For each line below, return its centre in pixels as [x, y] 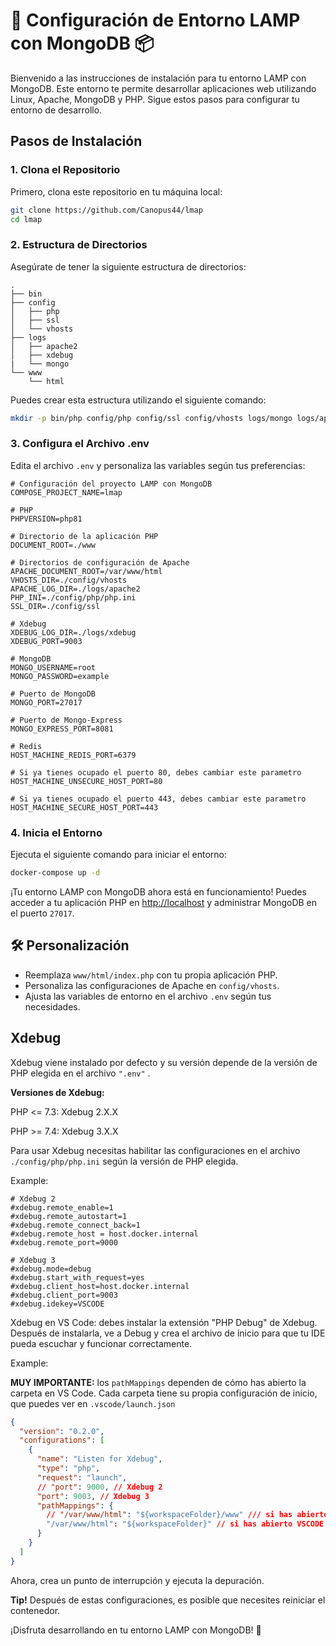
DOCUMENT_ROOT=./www [53, 545]
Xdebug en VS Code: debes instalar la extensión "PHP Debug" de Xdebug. [164, 1322]
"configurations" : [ [62, 1440]
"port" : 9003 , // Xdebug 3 [93, 1496]
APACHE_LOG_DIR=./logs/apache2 [75, 589]
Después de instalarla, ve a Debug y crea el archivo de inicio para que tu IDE [168, 1333]
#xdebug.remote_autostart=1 [69, 1216]
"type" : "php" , [68, 1469]
